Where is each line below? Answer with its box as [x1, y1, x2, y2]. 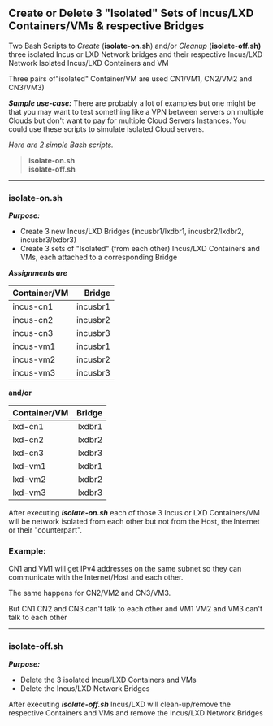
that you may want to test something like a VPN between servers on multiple [8, 107, 264, 116]
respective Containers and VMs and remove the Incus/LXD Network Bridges [8, 707, 264, 718]
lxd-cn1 [12, 421, 45, 433]
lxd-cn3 [12, 447, 45, 459]
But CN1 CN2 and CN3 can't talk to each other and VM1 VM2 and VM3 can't [8, 604, 262, 614]
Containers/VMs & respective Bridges [8, 20, 205, 33]
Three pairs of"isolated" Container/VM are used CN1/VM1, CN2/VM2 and [8, 73, 253, 84]
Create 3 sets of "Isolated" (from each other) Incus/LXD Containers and [19, 244, 260, 254]
